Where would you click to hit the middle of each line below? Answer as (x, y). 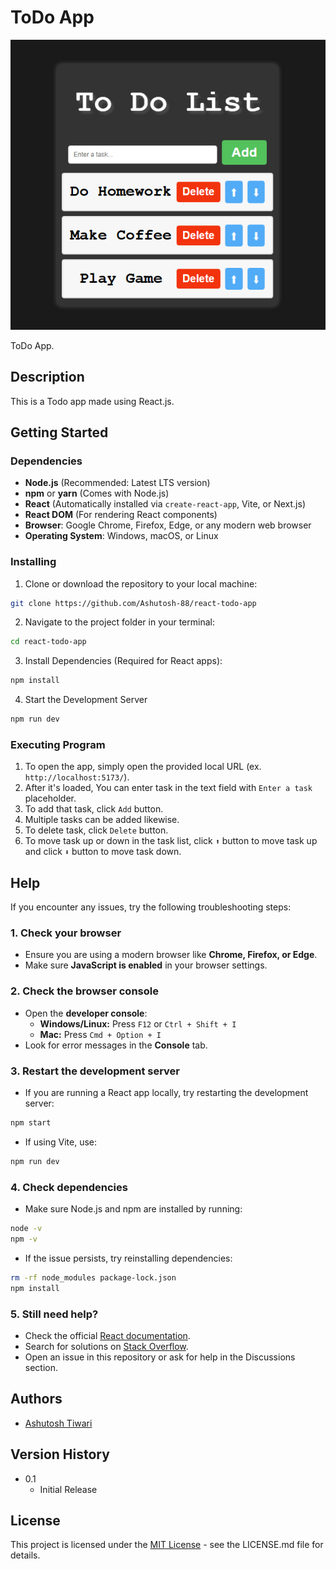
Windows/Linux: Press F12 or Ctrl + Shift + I (138, 1023)
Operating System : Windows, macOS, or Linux (121, 536)
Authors (36, 1399)
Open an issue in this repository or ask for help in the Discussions (160, 1357)
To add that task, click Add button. (94, 809)
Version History (60, 1454)
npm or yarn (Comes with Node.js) (97, 493)
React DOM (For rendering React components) (121, 515)
